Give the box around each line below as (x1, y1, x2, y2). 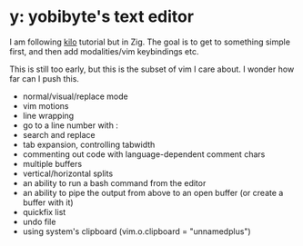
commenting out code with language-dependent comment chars (22, 148, 266, 160)
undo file (22, 216, 56, 227)
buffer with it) (22, 197, 75, 208)
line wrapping (22, 110, 75, 121)
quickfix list (22, 206, 66, 217)
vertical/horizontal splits (22, 168, 114, 179)
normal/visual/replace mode (22, 91, 129, 102)
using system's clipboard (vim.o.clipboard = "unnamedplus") (22, 225, 252, 237)
